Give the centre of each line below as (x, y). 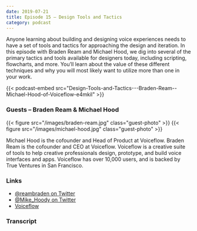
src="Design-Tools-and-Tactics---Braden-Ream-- (116, 88)
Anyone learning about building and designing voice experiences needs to (96, 39)
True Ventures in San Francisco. (45, 165)
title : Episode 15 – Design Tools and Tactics (64, 17)
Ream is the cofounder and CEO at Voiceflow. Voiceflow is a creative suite (96, 146)
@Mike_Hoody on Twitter (45, 199)
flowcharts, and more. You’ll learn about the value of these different (88, 64)
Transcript (21, 221)
